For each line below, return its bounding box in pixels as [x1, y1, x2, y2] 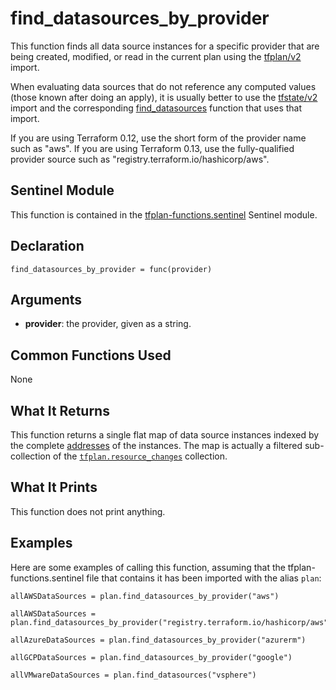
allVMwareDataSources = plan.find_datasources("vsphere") [10, 670, 257, 680]
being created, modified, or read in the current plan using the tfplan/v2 [10, 50, 302, 62]
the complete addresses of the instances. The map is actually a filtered [10, 440, 303, 451]
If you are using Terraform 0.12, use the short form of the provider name [10, 132, 307, 144]
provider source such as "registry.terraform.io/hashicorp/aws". [10, 153, 270, 165]
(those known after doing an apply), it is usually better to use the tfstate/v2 [10, 91, 318, 103]
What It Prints [10, 479, 98, 496]
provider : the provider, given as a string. [24, 318, 192, 330]
